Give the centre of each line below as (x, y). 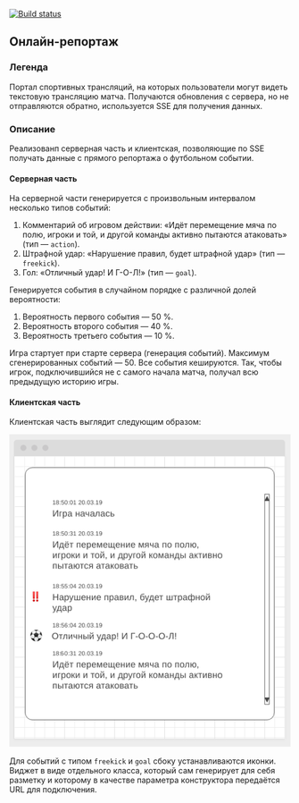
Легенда (29, 67)
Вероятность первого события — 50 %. (98, 317)
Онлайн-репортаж (64, 42)
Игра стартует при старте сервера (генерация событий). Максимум (140, 353)
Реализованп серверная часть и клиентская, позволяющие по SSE (137, 148)
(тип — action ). (51, 244)
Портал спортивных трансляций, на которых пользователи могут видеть (149, 87)
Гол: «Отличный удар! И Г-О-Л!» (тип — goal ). (109, 273)
